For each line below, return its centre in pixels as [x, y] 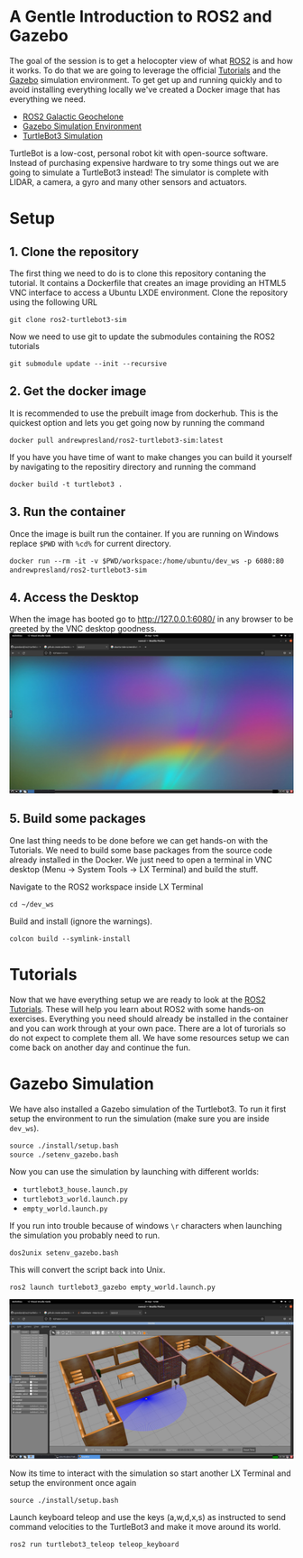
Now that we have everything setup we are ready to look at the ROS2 [138, 1000]
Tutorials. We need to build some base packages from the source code [141, 850]
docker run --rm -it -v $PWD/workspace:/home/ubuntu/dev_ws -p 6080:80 [147, 561]
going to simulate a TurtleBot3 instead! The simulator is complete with [139, 172]
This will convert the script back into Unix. [87, 1269]
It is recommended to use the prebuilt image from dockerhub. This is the [144, 413]
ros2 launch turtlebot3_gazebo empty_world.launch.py [113, 1287]
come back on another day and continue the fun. [100, 1047]
